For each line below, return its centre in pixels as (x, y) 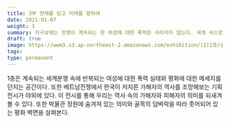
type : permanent (30, 58)
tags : (15, 52)
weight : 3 (21, 26)
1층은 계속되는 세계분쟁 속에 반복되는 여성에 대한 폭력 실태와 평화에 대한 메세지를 (114, 78)
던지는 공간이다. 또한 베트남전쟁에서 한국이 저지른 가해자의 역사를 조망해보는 (108, 87)
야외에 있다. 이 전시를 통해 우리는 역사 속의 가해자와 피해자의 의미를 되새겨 (124, 95)
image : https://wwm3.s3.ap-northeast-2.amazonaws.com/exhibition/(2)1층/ (114, 45)
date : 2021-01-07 (32, 20)
